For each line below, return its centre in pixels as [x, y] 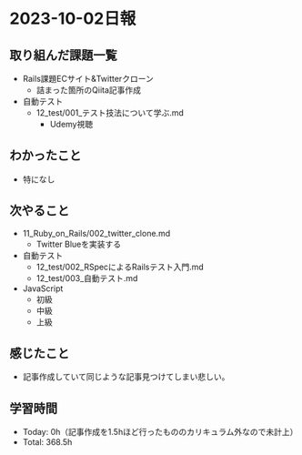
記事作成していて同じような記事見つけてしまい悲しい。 [126, 377]
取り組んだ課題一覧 [63, 55]
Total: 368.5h [47, 442]
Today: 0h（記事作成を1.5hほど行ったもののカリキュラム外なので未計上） [160, 432]
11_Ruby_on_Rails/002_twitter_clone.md [96, 233]
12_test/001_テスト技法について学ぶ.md [110, 113]
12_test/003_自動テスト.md [87, 278]
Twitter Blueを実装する [78, 244]
